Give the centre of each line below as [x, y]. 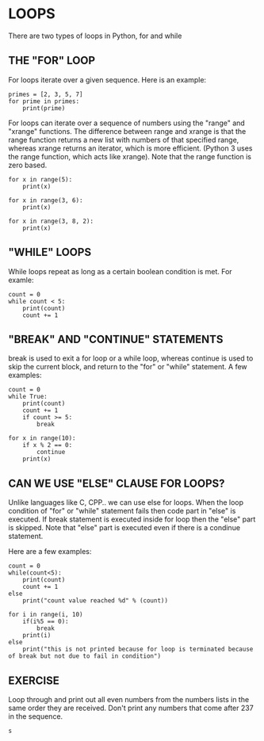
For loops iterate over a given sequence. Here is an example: [107, 79]
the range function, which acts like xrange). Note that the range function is [130, 156]
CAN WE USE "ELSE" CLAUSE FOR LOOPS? [117, 483]
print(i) [37, 636]
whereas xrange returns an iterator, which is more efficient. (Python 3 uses [130, 148]
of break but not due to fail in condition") [84, 656]
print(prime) [44, 108]
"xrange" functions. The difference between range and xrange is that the [127, 131]
